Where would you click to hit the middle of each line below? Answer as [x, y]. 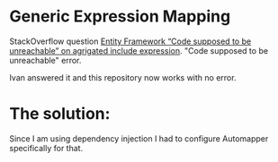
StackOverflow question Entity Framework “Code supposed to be [130, 41]
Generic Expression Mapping [120, 17]
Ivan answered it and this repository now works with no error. [123, 77]
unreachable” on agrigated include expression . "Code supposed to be [139, 50]
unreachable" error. [45, 60]
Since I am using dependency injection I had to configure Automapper [139, 138]
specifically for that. [46, 148]
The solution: [60, 114]
